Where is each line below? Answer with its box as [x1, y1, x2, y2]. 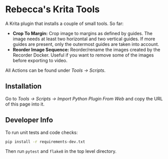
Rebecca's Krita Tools [5, 4, 100, 15]
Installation [5, 82, 42, 91]
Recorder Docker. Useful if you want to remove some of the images [12, 52, 154, 58]
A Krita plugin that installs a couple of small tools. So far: [5, 20, 124, 26]
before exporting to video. [12, 57, 68, 63]
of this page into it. [5, 101, 45, 107]
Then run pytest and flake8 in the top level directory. [5, 148, 117, 154]
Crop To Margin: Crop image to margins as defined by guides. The [12, 30, 153, 36]
